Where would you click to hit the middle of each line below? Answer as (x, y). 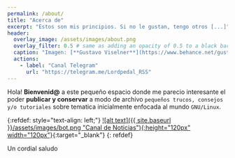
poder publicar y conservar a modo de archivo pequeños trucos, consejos (115, 99)
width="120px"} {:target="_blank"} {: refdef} (70, 135)
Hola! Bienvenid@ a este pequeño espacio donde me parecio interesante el (116, 92)
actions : (26, 59)
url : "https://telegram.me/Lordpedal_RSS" (88, 72)
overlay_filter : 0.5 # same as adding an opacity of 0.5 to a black (115, 46)
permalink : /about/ (36, 14)
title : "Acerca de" (36, 20)
